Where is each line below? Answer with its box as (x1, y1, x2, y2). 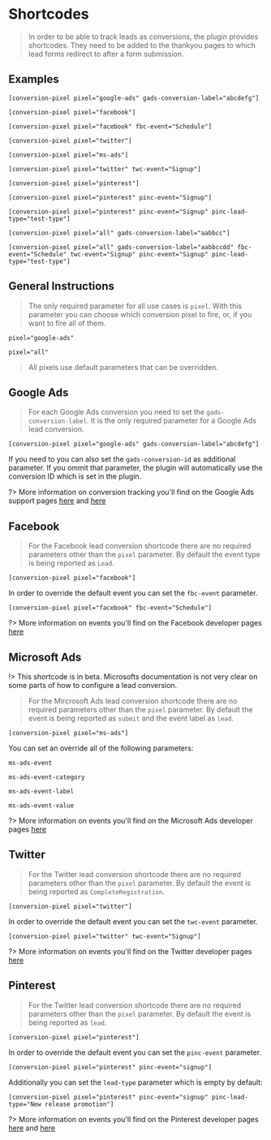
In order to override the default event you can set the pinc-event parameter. (8, 1048, 262, 1057)
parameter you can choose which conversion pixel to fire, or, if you (28, 309, 252, 319)
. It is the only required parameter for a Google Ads (86, 415, 257, 426)
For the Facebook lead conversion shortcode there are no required (28, 541, 252, 551)
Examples (8, 72, 59, 86)
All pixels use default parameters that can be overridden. (28, 362, 219, 372)
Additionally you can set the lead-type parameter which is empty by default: (8, 1077, 263, 1087)
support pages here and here (8, 496, 106, 505)
